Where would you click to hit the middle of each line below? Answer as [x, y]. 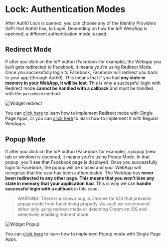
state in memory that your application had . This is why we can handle [78, 183]
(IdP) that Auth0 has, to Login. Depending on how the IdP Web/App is [76, 28]
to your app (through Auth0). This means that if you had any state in [75, 77]
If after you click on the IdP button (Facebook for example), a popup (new [81, 151]
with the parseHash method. [33, 93]
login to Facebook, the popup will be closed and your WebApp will [73, 167]
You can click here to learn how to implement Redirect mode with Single [79, 113]
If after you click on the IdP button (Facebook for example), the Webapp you [83, 62]
